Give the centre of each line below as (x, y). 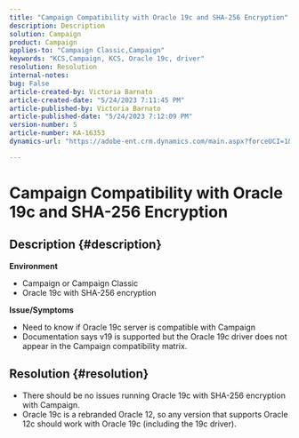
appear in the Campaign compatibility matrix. (105, 346)
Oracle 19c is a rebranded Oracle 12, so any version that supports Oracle (155, 414)
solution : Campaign (45, 34)
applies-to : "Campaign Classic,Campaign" (87, 51)
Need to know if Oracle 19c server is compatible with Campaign (139, 327)
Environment (33, 266)
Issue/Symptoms (41, 310)
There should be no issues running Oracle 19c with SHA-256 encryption (154, 395)
